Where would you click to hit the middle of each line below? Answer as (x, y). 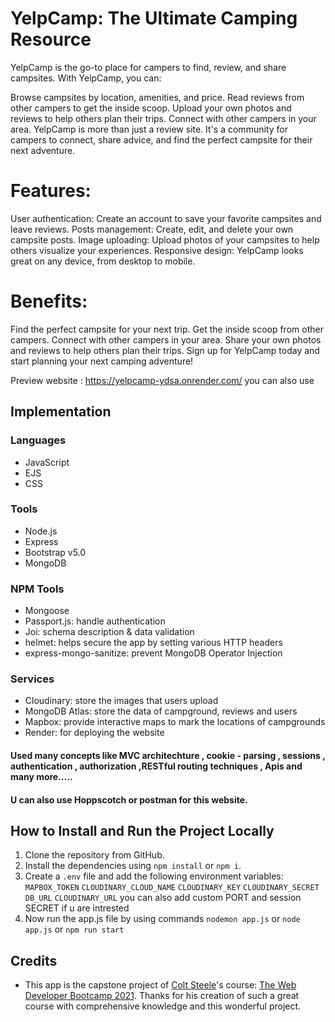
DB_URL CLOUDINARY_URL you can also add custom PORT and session (163, 898)
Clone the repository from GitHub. (94, 855)
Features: (51, 191)
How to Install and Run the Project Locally (142, 830)
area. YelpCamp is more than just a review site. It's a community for (149, 129)
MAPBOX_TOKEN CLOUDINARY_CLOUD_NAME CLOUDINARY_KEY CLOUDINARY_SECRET (172, 888)
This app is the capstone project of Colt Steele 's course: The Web (160, 985)
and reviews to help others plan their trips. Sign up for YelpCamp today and (165, 350)
